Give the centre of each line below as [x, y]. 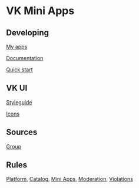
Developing [27, 33]
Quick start [19, 70]
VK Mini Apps [40, 11]
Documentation [25, 58]
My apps [17, 47]
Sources [22, 132]
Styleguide [19, 102]
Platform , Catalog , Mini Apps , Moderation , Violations [70, 179]
